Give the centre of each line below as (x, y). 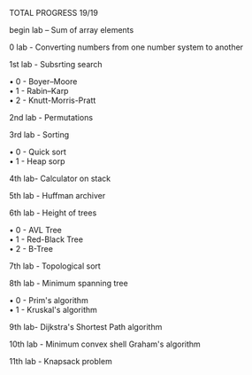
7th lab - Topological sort (55, 266)
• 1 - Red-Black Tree (46, 239)
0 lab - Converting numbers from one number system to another (126, 47)
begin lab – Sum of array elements (72, 30)
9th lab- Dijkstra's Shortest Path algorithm (86, 327)
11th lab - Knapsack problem (61, 361)
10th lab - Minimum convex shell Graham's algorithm (105, 344)
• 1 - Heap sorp (37, 161)
